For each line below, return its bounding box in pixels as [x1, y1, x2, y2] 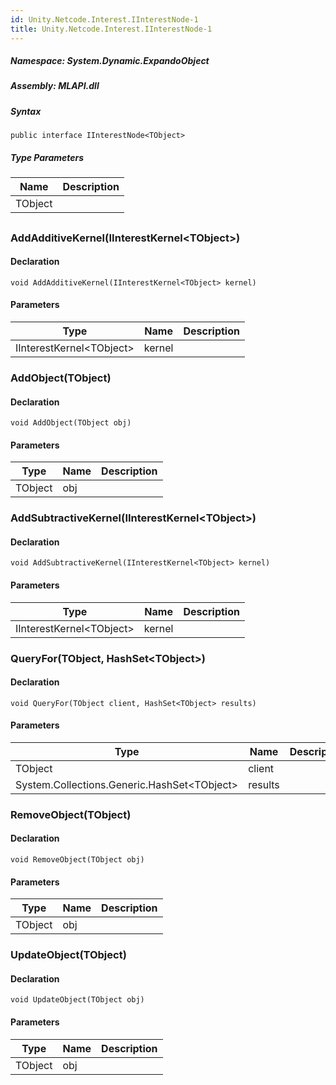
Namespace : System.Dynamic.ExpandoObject [10, 55, 210, 67]
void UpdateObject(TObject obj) [10, 995, 145, 1005]
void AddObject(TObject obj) [10, 418, 132, 428]
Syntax [10, 105, 42, 117]
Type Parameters [10, 151, 85, 163]
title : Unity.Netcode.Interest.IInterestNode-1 [10, 24, 213, 34]
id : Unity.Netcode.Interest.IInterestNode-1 [10, 14, 199, 25]
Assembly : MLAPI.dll [10, 80, 100, 92]
